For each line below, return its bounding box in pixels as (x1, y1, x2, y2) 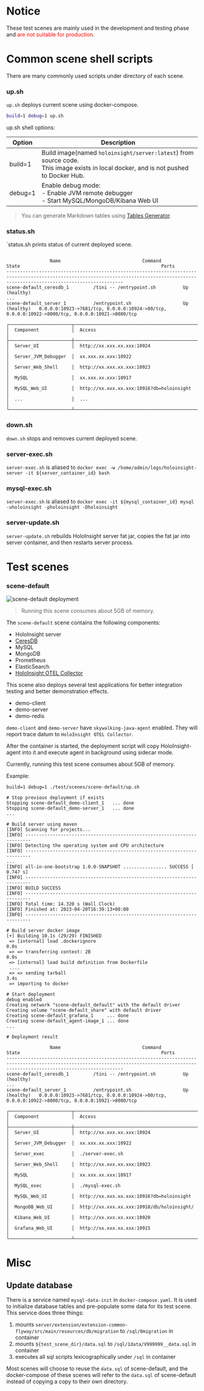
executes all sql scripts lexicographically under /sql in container (15, 1353, 176, 1361)
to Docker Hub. (41, 171, 85, 180)
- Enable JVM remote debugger (41, 189, 133, 197)
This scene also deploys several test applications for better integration (6, 682, 182, 689)
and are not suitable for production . (6, 30, 95, 38)
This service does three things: (6, 1309, 84, 1316)
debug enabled (6, 997, 42, 1003)
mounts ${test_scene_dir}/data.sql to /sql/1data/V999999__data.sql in (15, 1341, 196, 1348)
